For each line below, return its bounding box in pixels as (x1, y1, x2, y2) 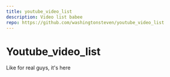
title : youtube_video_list (6, 8, 72, 15)
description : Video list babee (6, 14, 83, 20)
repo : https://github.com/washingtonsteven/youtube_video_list (6, 19, 165, 25)
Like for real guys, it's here (6, 64, 71, 71)
